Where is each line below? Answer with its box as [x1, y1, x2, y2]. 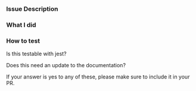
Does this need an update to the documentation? [6, 62, 126, 69]
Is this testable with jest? [6, 50, 67, 58]
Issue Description [6, 5, 58, 13]
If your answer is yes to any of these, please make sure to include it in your [6, 73, 190, 80]
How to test [6, 36, 41, 45]
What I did [6, 20, 37, 29]
